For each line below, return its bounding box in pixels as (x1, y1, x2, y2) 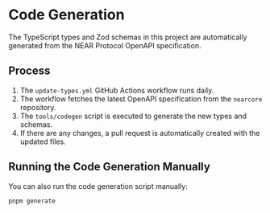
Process (8, 64, 51, 78)
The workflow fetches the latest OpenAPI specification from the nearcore (19, 94, 263, 104)
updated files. (19, 137, 66, 146)
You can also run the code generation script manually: (8, 181, 188, 190)
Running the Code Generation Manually (8, 160, 211, 174)
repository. (19, 102, 56, 112)
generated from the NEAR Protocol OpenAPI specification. (8, 40, 201, 50)
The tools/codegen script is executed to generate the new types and (19, 111, 247, 121)
